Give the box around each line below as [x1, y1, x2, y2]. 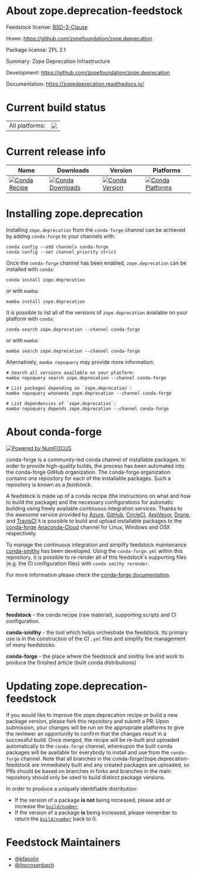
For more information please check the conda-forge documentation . [6, 571, 171, 578]
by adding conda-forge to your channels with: [6, 232, 116, 239]
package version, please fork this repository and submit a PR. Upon [6, 717, 169, 724]
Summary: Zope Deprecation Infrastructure [6, 58, 110, 65]
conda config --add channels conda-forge [6, 244, 109, 250]
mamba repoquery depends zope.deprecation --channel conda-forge [6, 406, 169, 411]
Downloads [56, 166, 90, 174]
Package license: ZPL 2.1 [6, 46, 66, 53]
